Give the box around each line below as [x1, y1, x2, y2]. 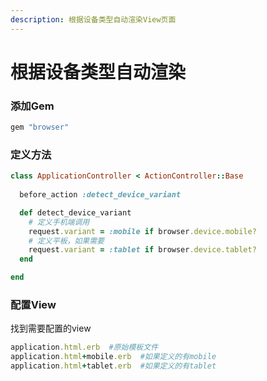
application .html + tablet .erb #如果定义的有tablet [10, 361, 217, 371]
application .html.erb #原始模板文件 [10, 342, 159, 353]
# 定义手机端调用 [28, 217, 90, 227]
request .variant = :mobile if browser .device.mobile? [28, 226, 257, 236]
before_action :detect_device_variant [19, 190, 182, 200]
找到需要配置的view [10, 322, 92, 335]
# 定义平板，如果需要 [28, 236, 105, 246]
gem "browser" [10, 122, 70, 133]
